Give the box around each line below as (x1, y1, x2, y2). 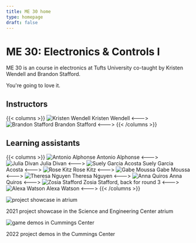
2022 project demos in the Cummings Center (6, 230, 116, 237)
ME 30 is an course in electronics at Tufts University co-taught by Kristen (6, 64, 184, 71)
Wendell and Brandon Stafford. (6, 71, 81, 78)
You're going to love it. (6, 82, 60, 89)
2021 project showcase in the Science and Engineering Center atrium (6, 207, 174, 215)
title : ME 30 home (6, 8, 51, 15)
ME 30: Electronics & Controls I (6, 45, 160, 58)
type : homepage (6, 14, 43, 20)
